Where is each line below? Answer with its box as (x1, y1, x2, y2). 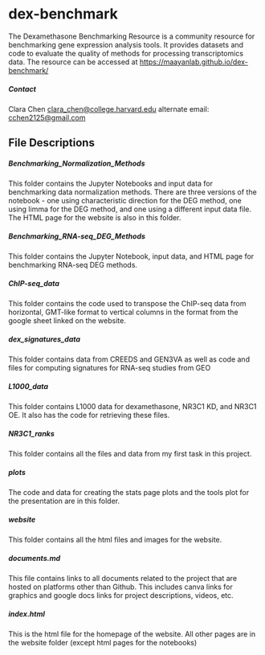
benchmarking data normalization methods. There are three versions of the (8, 187, 257, 197)
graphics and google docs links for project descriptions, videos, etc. (8, 591, 234, 600)
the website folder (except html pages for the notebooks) (8, 637, 198, 647)
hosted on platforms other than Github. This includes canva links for (8, 582, 233, 592)
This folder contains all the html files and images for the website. (8, 535, 222, 545)
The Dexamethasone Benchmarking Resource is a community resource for (8, 31, 255, 41)
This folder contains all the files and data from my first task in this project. (8, 449, 252, 459)
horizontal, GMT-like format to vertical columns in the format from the (8, 307, 238, 317)
